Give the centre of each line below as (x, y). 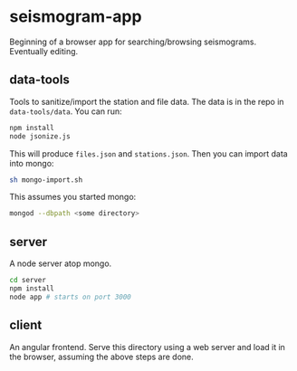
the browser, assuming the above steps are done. (101, 357)
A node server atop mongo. (61, 263)
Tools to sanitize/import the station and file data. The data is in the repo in (147, 101)
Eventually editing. (44, 51)
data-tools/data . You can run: (66, 111)
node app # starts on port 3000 (70, 297)
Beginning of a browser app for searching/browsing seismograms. (133, 42)
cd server (28, 281)
